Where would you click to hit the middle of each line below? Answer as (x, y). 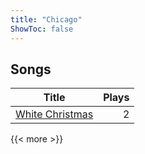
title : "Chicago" (46, 19)
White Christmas (54, 114)
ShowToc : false (42, 29)
